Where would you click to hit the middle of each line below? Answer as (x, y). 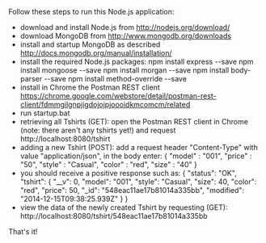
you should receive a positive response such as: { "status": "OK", (128, 173)
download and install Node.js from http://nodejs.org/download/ (125, 27)
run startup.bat (45, 113)
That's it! (23, 232)
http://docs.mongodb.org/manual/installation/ (96, 53)
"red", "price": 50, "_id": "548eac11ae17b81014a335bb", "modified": (132, 190)
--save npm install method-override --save (116, 79)
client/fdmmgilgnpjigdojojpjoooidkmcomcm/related (105, 105)
